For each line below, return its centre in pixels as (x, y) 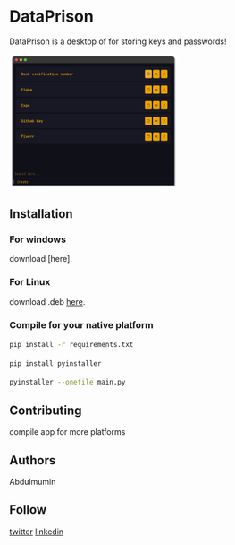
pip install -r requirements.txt (71, 344)
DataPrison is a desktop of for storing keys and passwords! (118, 41)
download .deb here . (47, 301)
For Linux (30, 282)
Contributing (46, 410)
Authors (33, 460)
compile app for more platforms (67, 432)
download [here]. (41, 259)
